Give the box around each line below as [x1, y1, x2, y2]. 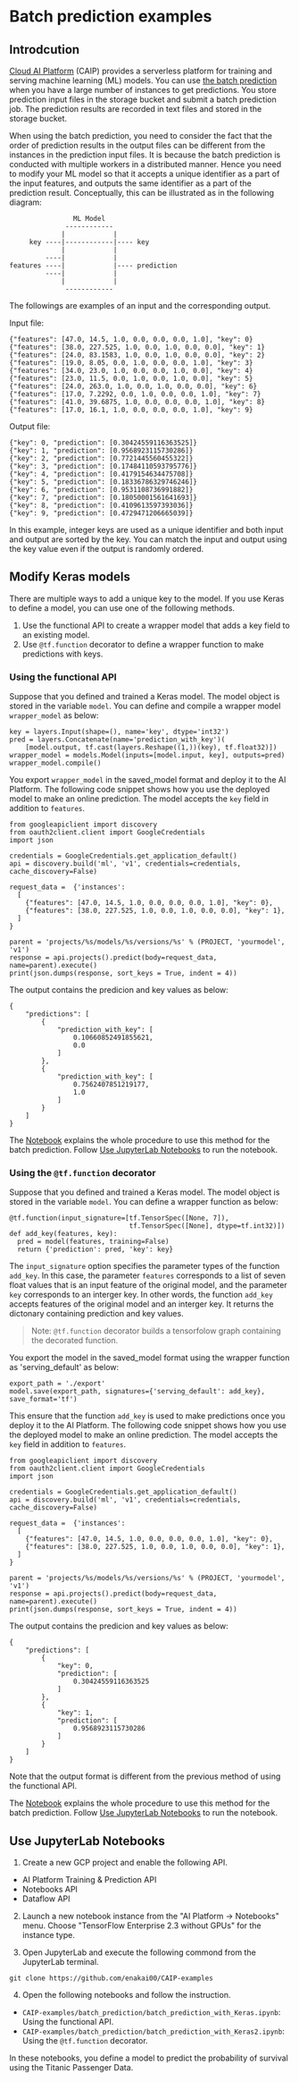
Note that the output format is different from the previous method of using [9, 1771, 281, 1782]
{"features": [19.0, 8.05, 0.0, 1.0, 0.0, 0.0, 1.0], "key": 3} [9, 359, 253, 368]
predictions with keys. [21, 648, 104, 659]
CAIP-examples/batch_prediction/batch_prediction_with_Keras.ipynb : [21, 2007, 281, 2018]
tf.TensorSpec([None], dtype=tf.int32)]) [129, 1222, 286, 1231]
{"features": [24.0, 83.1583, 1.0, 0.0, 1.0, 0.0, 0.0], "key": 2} [9, 351, 266, 360]
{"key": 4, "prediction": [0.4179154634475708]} [9, 470, 194, 478]
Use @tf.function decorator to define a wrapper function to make [21, 639, 264, 649]
